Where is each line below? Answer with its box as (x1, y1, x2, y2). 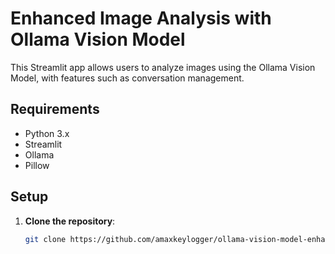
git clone (24, 234, 67, 244)
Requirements (10, 101, 100, 118)
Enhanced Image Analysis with (10, 7, 272, 30)
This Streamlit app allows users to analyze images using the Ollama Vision (10, 61, 316, 73)
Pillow (24, 159, 50, 171)
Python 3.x (24, 127, 70, 139)
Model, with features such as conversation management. (10, 72, 245, 84)
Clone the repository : (24, 215, 116, 227)
